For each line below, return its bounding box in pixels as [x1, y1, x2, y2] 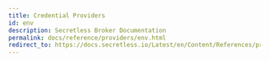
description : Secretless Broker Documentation [8, 26, 167, 34]
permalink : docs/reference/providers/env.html [8, 33, 167, 42]
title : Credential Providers [8, 11, 106, 20]
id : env [8, 19, 34, 27]
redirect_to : [8, 41, 52, 49]
